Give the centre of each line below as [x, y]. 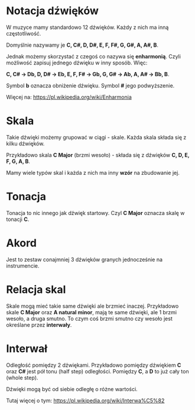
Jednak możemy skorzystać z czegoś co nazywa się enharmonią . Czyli [94, 56]
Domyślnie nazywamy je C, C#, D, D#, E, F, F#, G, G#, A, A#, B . [82, 45]
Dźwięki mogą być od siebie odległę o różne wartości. [72, 389]
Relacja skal [36, 289]
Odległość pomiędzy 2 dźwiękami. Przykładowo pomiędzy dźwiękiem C [94, 365]
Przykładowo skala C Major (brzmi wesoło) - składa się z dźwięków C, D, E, [98, 155]
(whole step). [22, 378]
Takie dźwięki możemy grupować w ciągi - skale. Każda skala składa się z [96, 137]
